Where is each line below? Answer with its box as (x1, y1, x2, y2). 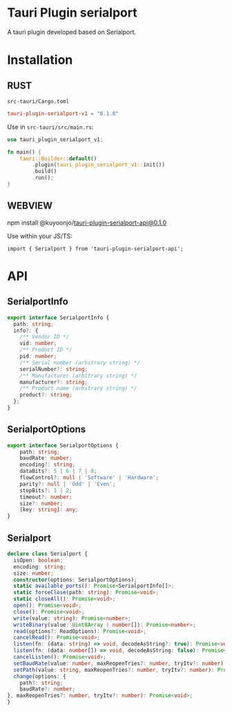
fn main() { (7, 148, 41, 155)
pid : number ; (19, 353, 57, 360)
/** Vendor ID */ (19, 333, 70, 340)
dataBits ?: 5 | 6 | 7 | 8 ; (19, 468, 97, 475)
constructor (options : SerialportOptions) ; (13, 576, 137, 583)
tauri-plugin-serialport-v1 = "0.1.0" (7, 110, 119, 117)
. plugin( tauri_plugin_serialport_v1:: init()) (32, 162, 166, 168)
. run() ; (32, 175, 54, 182)
